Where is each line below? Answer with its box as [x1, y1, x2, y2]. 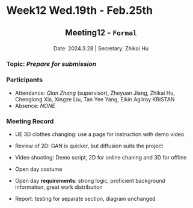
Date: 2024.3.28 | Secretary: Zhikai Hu [53, 44, 149, 52]
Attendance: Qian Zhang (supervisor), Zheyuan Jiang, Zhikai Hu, [14, 89, 176, 97]
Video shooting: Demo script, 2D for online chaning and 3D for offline [14, 154, 187, 161]
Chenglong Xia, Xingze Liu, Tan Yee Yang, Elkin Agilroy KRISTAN [14, 95, 175, 103]
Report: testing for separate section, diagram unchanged [14, 195, 156, 203]
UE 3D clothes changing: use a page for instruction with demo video [14, 131, 185, 138]
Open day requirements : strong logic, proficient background [14, 177, 165, 185]
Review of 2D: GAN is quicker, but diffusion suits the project [14, 142, 164, 150]
